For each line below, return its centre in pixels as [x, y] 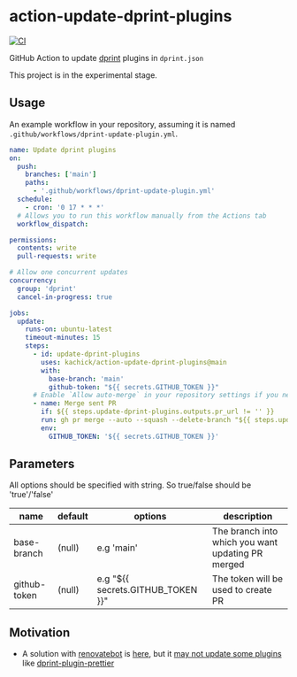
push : [27, 166]
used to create [242, 590]
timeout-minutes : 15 [63, 338]
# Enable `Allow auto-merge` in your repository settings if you [155, 396]
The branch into [245, 531]
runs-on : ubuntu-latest [69, 329]
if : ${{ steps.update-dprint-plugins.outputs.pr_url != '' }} [158, 412]
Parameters [42, 464]
